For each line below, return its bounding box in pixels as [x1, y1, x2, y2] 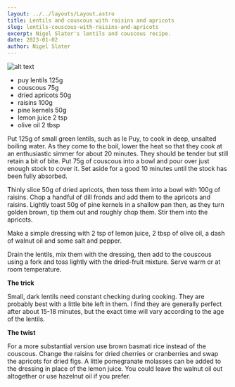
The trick [7, 279, 34, 287]
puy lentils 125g [17, 76, 63, 84]
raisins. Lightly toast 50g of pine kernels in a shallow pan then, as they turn [7, 201, 225, 208]
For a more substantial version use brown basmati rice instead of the [7, 342, 206, 350]
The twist [7, 329, 36, 336]
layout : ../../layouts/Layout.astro [7, 10, 115, 18]
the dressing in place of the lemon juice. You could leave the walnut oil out [7, 364, 223, 373]
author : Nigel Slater [7, 43, 71, 50]
